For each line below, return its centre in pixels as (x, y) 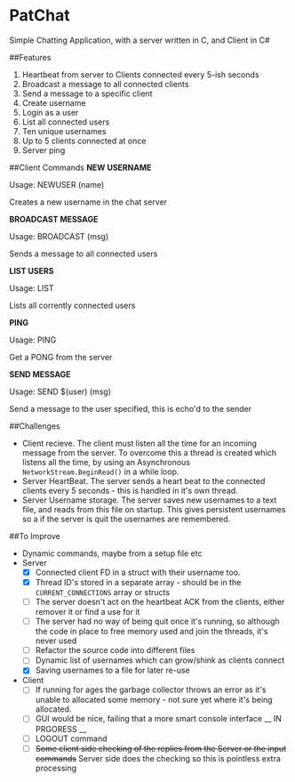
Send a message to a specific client (87, 93)
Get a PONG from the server (61, 357)
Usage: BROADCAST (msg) (59, 236)
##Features (30, 57)
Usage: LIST (32, 288)
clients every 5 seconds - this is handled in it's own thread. (130, 490)
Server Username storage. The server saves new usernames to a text (149, 500)
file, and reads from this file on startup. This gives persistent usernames (154, 509)
